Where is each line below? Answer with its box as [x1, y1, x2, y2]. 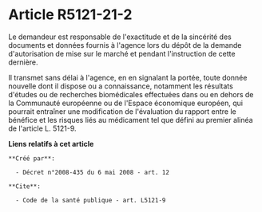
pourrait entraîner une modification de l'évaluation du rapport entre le [8, 106, 237, 116]
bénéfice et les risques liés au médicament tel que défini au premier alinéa [8, 115, 253, 124]
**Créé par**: [8, 154, 56, 163]
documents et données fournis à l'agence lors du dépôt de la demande [8, 40, 242, 49]
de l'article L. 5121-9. [8, 124, 77, 133]
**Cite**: [8, 182, 42, 190]
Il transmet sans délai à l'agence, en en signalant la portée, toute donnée [8, 73, 248, 82]
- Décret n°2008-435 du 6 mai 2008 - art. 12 [15, 168, 170, 176]
